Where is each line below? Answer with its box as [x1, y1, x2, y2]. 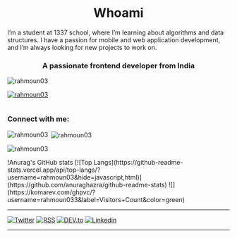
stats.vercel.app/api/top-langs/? [7, 165, 101, 174]
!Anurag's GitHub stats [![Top [7, 158, 92, 167]
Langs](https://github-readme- [93, 158, 183, 167]
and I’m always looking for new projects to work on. [7, 43, 157, 51]
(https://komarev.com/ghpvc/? [7, 188, 96, 196]
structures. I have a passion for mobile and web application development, [7, 35, 221, 44]
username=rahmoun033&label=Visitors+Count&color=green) [7, 196, 185, 204]
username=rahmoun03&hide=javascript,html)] [7, 173, 142, 182]
